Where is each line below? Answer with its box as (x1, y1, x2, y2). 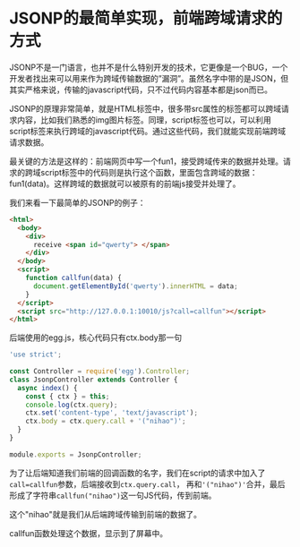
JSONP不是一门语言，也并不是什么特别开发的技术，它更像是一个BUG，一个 (9, 62, 288, 73)
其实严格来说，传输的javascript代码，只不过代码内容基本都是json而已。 (9, 84, 273, 95)
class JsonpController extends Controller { (9, 375, 178, 384)
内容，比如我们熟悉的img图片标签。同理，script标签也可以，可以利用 (16, 114, 271, 125)
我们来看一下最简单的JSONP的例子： (9, 197, 146, 208)
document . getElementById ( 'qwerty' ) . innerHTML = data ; (32, 281, 239, 291)
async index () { (17, 383, 78, 392)
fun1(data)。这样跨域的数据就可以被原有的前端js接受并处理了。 (9, 178, 241, 189)
